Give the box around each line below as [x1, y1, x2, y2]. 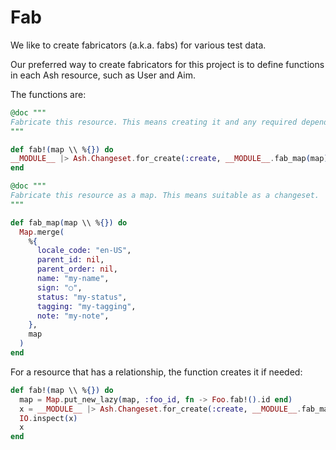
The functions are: [10, 88, 87, 100]
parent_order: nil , [36, 264, 118, 275]
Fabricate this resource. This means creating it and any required [10, 117, 298, 127]
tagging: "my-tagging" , [36, 301, 137, 311]
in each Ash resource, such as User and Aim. [10, 69, 196, 81]
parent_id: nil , [36, 255, 105, 265]
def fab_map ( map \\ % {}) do [10, 217, 128, 228]
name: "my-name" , [36, 274, 110, 284]
